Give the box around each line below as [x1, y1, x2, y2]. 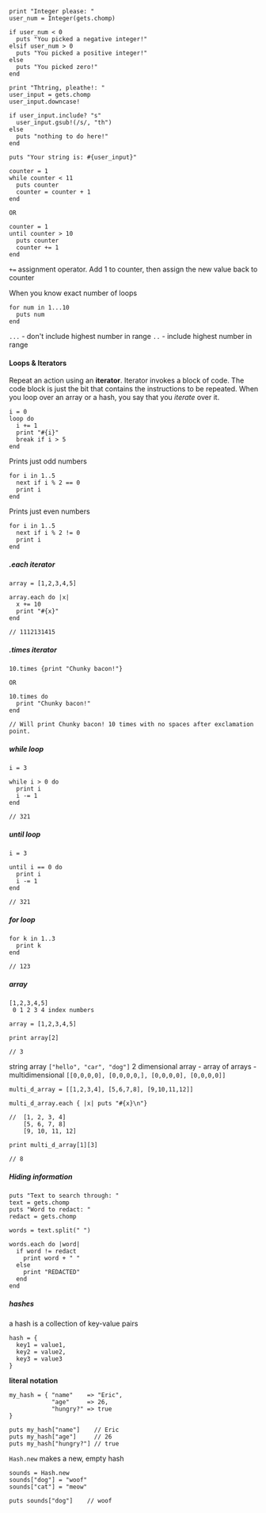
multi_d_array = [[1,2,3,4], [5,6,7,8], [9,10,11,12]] [9, 1086, 194, 1094]
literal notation [9, 1376, 59, 1385]
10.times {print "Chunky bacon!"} [9, 665, 123, 673]
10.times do [9, 693, 48, 701]
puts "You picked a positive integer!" [16, 49, 148, 57]
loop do [9, 415, 35, 423]
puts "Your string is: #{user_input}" [9, 153, 137, 161]
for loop [9, 914, 36, 924]
